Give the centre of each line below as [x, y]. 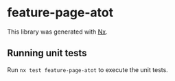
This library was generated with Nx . [57, 32]
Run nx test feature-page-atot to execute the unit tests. [87, 69]
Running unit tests [47, 53]
